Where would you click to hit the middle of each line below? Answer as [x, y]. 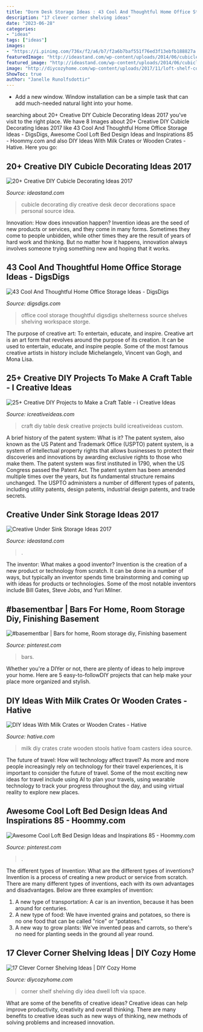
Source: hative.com [31, 737]
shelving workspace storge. [56, 322]
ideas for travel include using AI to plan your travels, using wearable [91, 779]
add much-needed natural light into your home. [74, 103]
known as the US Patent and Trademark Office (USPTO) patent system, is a [100, 444]
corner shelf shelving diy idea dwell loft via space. [83, 991]
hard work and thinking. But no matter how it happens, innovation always [97, 242]
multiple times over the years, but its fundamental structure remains [91, 476]
